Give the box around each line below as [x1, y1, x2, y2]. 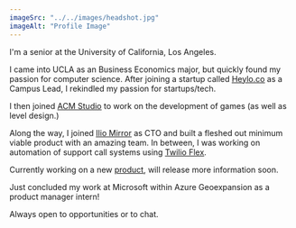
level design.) [9, 110, 60, 121]
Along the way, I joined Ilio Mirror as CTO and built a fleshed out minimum [9, 127, 283, 138]
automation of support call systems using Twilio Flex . [9, 146, 208, 158]
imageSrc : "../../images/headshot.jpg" [9, 13, 160, 23]
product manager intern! [9, 191, 100, 202]
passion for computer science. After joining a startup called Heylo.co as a [9, 73, 282, 84]
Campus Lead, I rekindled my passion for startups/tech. [9, 83, 217, 94]
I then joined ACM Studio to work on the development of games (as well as [9, 100, 287, 111]
